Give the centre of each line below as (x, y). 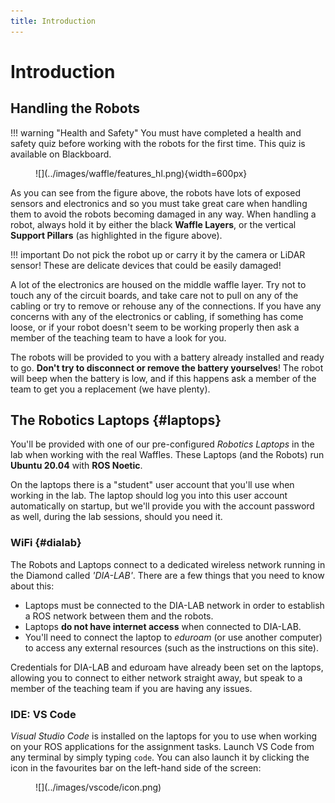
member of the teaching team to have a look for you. (118, 337)
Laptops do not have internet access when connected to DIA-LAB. (163, 626)
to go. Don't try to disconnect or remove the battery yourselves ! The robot (167, 367)
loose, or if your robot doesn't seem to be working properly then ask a (155, 327)
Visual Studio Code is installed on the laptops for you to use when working (164, 736)
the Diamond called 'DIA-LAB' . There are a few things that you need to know (167, 575)
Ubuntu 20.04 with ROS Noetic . (76, 466)
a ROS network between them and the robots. (119, 616)
